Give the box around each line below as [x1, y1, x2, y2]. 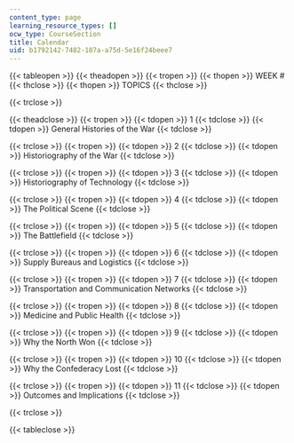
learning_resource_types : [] [9, 21, 117, 30]
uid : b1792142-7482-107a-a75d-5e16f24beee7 [9, 46, 173, 55]
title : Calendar [9, 37, 69, 47]
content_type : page [9, 12, 82, 22]
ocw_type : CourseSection [9, 29, 101, 38]
